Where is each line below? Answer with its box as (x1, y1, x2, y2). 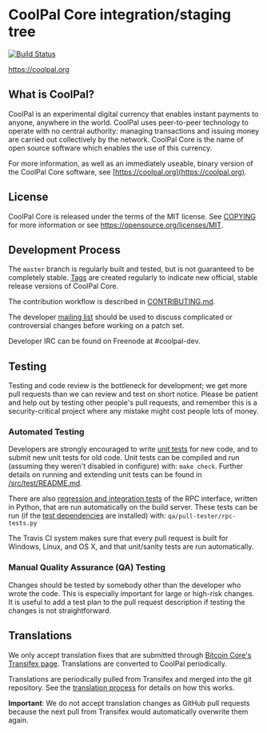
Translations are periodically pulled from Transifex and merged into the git (8, 674, 252, 683)
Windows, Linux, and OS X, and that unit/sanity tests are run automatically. (8, 542, 254, 551)
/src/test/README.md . (8, 479, 82, 488)
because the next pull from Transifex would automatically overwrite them (8, 707, 249, 716)
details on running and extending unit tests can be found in (8, 470, 202, 479)
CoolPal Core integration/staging (8, 6, 232, 24)
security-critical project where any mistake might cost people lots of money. (8, 407, 259, 416)
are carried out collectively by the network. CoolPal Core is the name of (8, 134, 244, 144)
